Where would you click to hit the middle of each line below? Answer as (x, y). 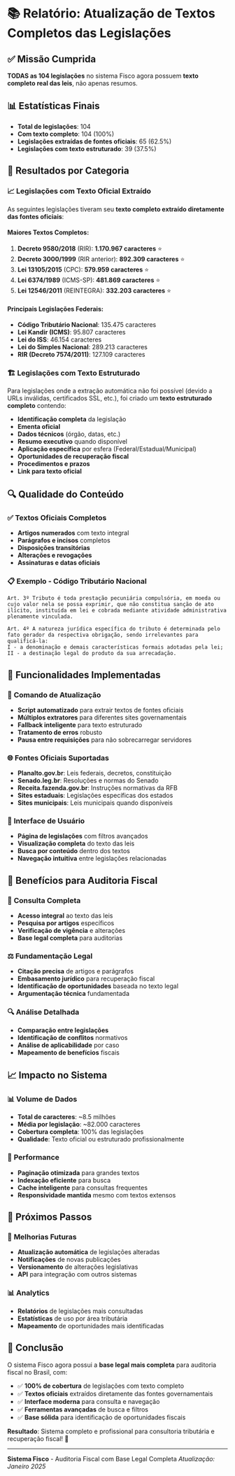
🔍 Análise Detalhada (43, 1012)
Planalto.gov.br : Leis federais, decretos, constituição (94, 773)
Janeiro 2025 (27, 1466)
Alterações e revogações (55, 555)
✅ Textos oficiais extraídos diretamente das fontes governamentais (115, 1393)
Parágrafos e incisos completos (64, 540)
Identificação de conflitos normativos (72, 1037)
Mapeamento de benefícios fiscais (69, 1052)
